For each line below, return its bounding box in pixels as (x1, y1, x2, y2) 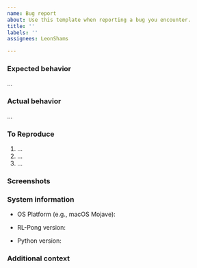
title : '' (7, 23, 36, 29)
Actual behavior (7, 96, 62, 106)
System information (7, 194, 75, 204)
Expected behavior (7, 64, 72, 74)
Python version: (16, 237, 62, 245)
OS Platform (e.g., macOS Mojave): (16, 210, 116, 219)
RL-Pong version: (16, 224, 66, 232)
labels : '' (7, 29, 38, 36)
